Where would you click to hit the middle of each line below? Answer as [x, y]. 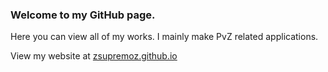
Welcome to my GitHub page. [83, 15]
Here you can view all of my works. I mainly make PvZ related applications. [164, 37]
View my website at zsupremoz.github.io [94, 56]
